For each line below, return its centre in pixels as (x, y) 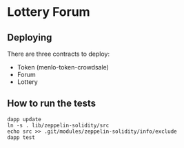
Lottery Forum (49, 12)
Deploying (30, 38)
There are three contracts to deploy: (59, 54)
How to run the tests (52, 104)
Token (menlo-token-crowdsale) (63, 67)
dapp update (24, 119)
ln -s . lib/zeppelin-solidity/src (58, 125)
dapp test (21, 137)
